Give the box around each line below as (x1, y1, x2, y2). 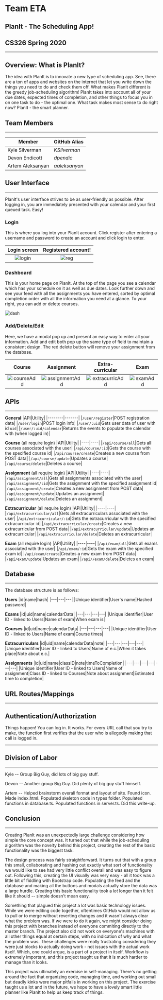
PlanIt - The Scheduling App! (5, 22, 94, 31)
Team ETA (5, 3, 47, 14)
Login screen (7, 246, 39, 253)
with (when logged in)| (5, 431, 50, 436)
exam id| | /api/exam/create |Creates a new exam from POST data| (5, 551, 137, 556)
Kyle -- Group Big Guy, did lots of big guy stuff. (5, 771, 99, 777)
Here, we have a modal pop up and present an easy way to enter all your (5, 333, 150, 339)
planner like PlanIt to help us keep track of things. (5, 989, 104, 995)
